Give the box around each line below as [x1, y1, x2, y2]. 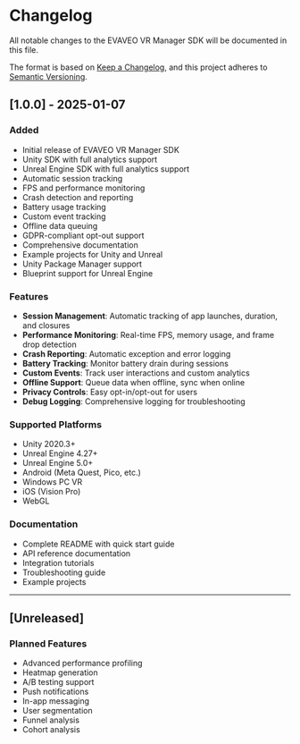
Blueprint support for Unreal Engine [21, 267, 154, 278]
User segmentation [21, 706, 93, 716]
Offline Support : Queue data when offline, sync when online [21, 376, 246, 387]
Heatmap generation [21, 667, 98, 678]
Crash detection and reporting [21, 191, 134, 202]
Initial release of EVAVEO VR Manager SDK [21, 144, 180, 155]
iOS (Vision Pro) [21, 486, 81, 497]
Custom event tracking [21, 211, 106, 222]
